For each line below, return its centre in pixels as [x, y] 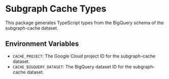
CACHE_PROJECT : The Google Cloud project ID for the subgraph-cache [84, 56]
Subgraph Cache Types [56, 9]
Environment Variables [42, 44]
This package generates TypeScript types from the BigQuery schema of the [84, 23]
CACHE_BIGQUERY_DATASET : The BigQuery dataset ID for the [72, 66]
